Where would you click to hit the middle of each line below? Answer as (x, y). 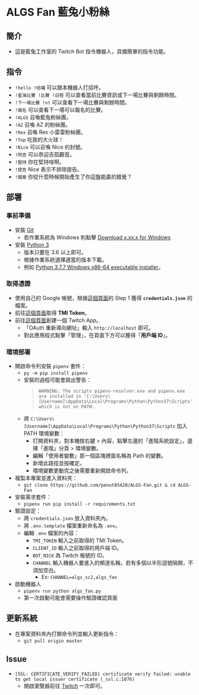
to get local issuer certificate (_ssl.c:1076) (75, 679)
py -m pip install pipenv (56, 373)
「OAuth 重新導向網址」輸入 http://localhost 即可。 (89, 327)
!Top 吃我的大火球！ (39, 139)
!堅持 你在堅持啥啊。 (40, 162)
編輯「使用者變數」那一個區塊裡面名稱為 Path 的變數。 (99, 456)
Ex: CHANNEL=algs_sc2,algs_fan (79, 577)
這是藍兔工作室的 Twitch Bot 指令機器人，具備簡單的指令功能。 (92, 51)
